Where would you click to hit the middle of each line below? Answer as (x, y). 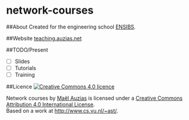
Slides (22, 61)
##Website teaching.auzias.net (44, 38)
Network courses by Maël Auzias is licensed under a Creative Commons (94, 98)
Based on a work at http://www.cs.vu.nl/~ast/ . (62, 111)
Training (25, 75)
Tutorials (25, 68)
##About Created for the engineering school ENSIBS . (71, 27)
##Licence (19, 87)
